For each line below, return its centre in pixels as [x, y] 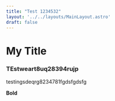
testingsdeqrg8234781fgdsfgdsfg [46, 81]
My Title [26, 51]
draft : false [22, 22]
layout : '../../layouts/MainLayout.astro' [58, 17]
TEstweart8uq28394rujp [42, 69]
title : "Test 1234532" [34, 11]
